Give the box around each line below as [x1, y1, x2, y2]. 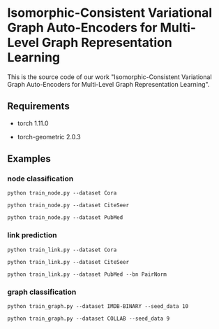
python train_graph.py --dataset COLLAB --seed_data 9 [7, 315, 170, 323]
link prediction [7, 230, 57, 240]
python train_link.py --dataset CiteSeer [7, 258, 130, 265]
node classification [7, 174, 74, 183]
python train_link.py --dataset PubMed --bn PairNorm [7, 271, 167, 278]
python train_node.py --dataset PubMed [7, 214, 123, 221]
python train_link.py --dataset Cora [7, 246, 117, 253]
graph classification [7, 287, 77, 297]
